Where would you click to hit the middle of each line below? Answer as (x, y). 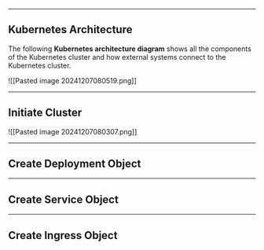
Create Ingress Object (63, 235)
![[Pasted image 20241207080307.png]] (73, 131)
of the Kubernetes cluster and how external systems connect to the (117, 57)
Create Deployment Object (75, 164)
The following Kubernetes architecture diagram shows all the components (130, 49)
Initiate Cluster (45, 113)
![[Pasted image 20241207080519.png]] (73, 80)
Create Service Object (64, 199)
